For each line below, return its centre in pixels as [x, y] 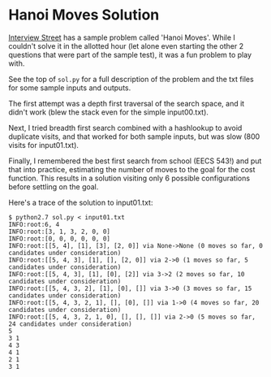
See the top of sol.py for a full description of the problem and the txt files [131, 79]
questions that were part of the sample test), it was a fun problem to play [130, 54]
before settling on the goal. [54, 186]
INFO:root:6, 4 [34, 224]
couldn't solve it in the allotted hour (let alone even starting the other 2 [126, 45]
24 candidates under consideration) [70, 324]
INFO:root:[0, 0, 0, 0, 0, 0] [60, 238]
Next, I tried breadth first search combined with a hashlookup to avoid [125, 128]
